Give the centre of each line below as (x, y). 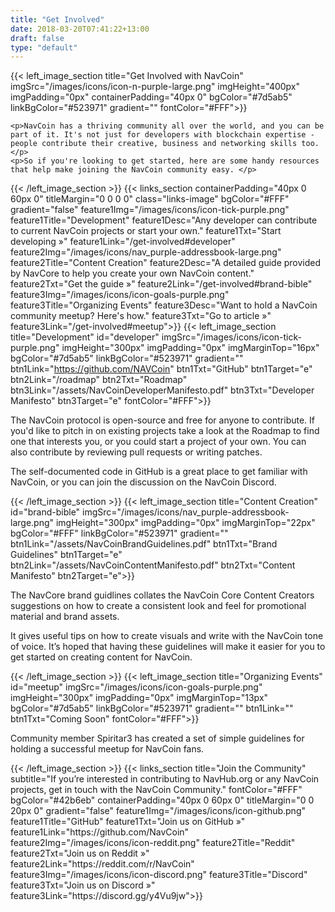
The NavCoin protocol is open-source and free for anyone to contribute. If (162, 420)
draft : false (37, 38)
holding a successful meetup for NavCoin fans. (107, 749)
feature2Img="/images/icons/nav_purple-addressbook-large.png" (146, 252)
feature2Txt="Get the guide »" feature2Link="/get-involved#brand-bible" (161, 284)
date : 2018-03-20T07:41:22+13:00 (80, 29)
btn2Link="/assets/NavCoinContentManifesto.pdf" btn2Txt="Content (153, 565)
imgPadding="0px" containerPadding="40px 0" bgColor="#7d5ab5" (151, 97)
